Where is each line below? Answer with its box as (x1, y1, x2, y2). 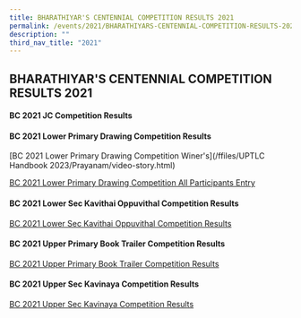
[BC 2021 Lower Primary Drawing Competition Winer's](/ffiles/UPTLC (9, 150, 265, 161)
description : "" (9, 30, 70, 39)
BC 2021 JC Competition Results (9, 110, 133, 121)
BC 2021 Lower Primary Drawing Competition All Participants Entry (9, 177, 255, 188)
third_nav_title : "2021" (9, 38, 102, 47)
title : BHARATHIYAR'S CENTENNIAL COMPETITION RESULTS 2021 (9, 13, 235, 22)
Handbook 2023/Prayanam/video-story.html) (9, 160, 176, 171)
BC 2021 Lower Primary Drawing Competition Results (9, 131, 212, 142)
